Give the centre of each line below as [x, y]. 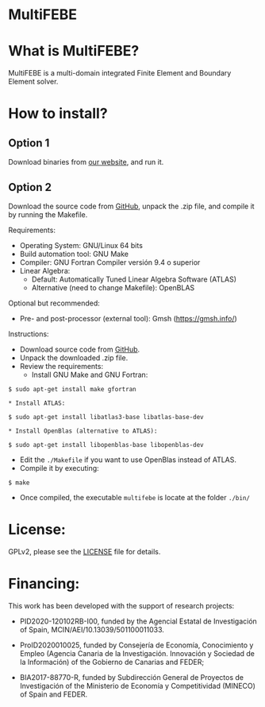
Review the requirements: [61, 366]
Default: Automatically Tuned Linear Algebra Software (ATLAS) [134, 279]
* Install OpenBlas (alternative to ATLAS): [83, 431]
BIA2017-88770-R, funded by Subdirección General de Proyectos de [132, 677]
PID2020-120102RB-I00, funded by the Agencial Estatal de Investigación [138, 621]
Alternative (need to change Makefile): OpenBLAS [113, 287]
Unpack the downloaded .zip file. [74, 357]
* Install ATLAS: [37, 403]
